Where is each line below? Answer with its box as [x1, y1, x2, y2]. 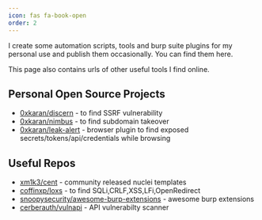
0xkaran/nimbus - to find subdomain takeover [19, 116, 170, 127]
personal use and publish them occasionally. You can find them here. [8, 49, 234, 59]
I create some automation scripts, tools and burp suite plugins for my [8, 40, 233, 50]
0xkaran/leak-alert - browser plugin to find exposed [19, 125, 189, 135]
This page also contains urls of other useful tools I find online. [8, 64, 210, 74]
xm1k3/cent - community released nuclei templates [19, 177, 187, 187]
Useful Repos [8, 156, 76, 170]
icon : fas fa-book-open [8, 11, 87, 20]
